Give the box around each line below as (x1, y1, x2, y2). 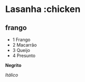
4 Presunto (12, 52, 36, 58)
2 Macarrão (12, 42, 37, 48)
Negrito (5, 62, 22, 68)
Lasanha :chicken (5, 3, 80, 15)
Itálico (5, 72, 19, 78)
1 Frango (12, 36, 31, 42)
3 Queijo (12, 47, 30, 53)
